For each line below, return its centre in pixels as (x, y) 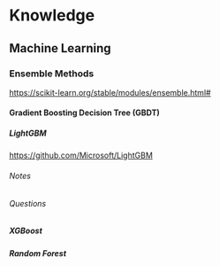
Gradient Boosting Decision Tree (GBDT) (85, 113)
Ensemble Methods (52, 74)
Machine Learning (61, 48)
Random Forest (38, 253)
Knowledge (52, 16)
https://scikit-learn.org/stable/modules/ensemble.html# (110, 92)
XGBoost (26, 231)
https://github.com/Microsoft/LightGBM (81, 155)
